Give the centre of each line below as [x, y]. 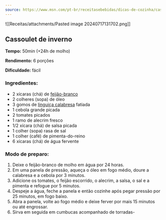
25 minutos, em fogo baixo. [40, 196]
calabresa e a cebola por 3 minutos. [49, 176]
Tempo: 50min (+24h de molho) [38, 51]
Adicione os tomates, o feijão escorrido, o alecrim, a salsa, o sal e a [81, 180]
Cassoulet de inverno [39, 39]
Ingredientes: [22, 83]
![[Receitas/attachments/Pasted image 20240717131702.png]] [68, 24]
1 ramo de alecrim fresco [38, 120]
